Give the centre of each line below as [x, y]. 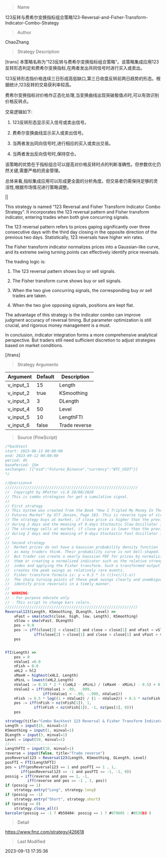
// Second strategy [25, 543]
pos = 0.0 [24, 625]
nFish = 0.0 [26, 666]
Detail [23, 822]
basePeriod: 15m [22, 465]
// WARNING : [17, 593]
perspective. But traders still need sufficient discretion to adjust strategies [80, 340]
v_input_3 [19, 401]
